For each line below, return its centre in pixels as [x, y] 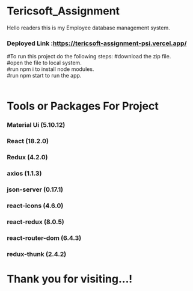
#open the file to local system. [44, 63]
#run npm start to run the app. [44, 76]
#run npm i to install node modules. [51, 69]
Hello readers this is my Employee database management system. [88, 28]
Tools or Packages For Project [83, 106]
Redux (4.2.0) [27, 158]
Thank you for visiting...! [70, 279]
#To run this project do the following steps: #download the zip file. [89, 57]
